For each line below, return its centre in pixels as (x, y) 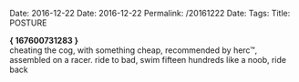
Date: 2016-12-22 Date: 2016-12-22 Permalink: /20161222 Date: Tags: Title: (150, 13)
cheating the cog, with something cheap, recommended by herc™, (134, 50)
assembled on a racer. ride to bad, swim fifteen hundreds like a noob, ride (148, 60)
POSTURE (28, 23)
